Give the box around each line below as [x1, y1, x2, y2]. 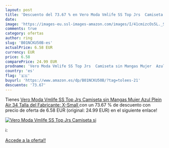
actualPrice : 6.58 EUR [5, 45, 53, 50]
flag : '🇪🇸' [5, 73, 30, 78]
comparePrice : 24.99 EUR [5, 59, 57, 64]
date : [5, 17, 17, 22]
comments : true [5, 26, 37, 31]
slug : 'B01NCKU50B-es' [5, 40, 53, 45]
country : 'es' [5, 69, 35, 74]
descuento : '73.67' [5, 82, 46, 87]
